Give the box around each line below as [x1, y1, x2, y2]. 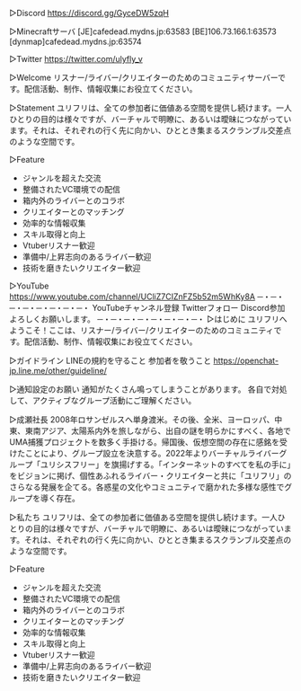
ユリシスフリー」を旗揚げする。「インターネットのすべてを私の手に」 [40, 459, 292, 470]
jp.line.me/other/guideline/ [9, 366, 108, 376]
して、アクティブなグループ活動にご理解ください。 [9, 395, 197, 405]
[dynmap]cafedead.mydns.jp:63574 [9, 36, 142, 47]
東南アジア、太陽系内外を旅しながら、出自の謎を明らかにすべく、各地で [24, 426, 292, 436]
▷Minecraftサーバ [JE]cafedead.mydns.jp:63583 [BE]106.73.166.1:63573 [9, 26, 277, 37]
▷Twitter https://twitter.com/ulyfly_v [9, 54, 144, 64]
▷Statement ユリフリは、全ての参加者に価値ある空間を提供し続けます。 [9, 102, 277, 113]
